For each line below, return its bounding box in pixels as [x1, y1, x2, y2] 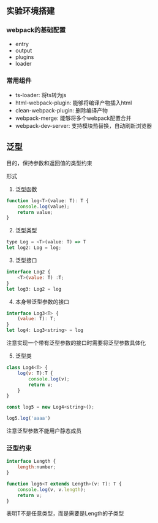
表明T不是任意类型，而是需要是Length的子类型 [6, 509, 124, 517]
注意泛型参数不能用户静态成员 [6, 427, 81, 435]
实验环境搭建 [6, 6, 55, 17]
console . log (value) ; [17, 203, 70, 210]
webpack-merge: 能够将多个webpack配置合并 [15, 114, 132, 122]
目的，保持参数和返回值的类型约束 [6, 159, 92, 167]
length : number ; [17, 464, 56, 470]
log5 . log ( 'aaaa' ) [6, 415, 51, 422]
